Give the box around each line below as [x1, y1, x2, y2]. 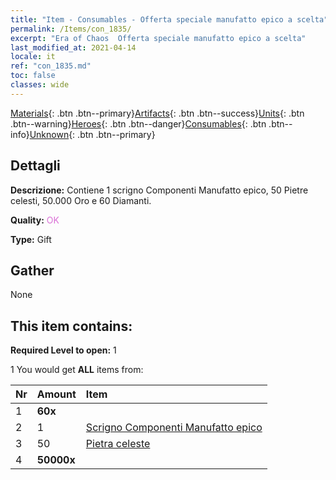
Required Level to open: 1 [10, 344, 117, 356]
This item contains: [10, 317, 133, 335]
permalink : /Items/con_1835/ [10, 24, 132, 34]
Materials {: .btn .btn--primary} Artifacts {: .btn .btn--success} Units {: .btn [10, 107, 305, 119]
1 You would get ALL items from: [10, 364, 144, 376]
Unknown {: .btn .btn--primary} [29, 128, 156, 140]
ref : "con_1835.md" [10, 61, 92, 71]
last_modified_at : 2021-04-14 [10, 42, 137, 53]
